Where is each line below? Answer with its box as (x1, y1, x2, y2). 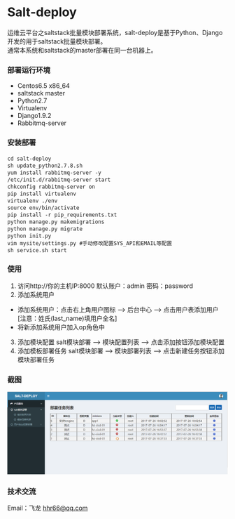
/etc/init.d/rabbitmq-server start (7, 176, 111, 183)
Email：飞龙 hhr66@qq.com (7, 504, 88, 512)
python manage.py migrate (7, 225, 83, 232)
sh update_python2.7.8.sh (7, 162, 83, 169)
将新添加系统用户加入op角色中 (17, 322, 105, 331)
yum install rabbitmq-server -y (7, 169, 101, 176)
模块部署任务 (17, 355, 55, 364)
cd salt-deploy (7, 155, 52, 162)
